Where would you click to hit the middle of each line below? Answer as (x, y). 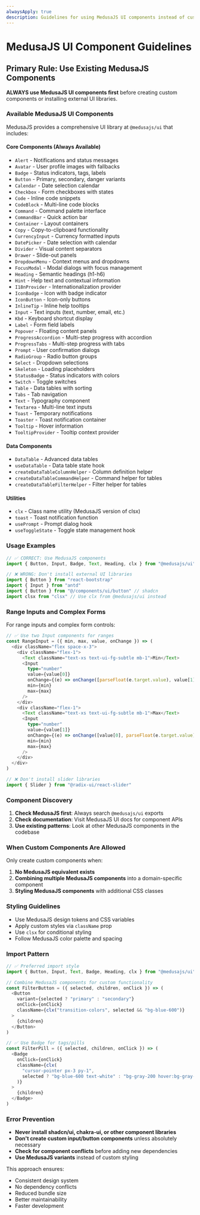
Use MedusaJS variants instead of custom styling (76, 1158)
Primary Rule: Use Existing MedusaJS (77, 69)
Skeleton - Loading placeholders (55, 369)
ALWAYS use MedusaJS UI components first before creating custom (92, 92)
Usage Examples (31, 546)
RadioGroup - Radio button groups (56, 356)
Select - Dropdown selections (51, 363)
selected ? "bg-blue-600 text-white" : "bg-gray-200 (89, 1076)
